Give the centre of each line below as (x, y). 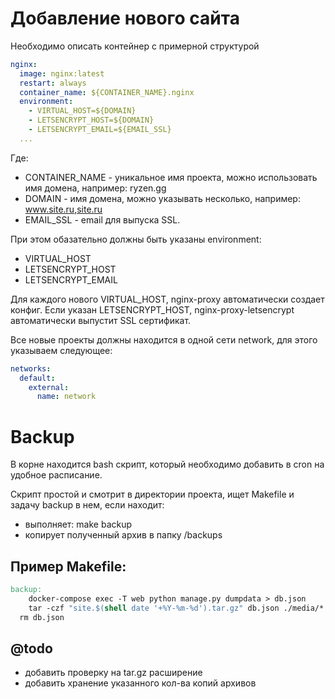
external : (49, 387)
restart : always (53, 83)
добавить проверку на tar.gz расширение (113, 673)
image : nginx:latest (62, 73)
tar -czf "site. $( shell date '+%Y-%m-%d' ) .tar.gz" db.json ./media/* (176, 608)
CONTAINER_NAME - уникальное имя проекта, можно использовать (171, 177)
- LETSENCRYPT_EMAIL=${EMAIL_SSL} (100, 130)
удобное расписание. (56, 475)
